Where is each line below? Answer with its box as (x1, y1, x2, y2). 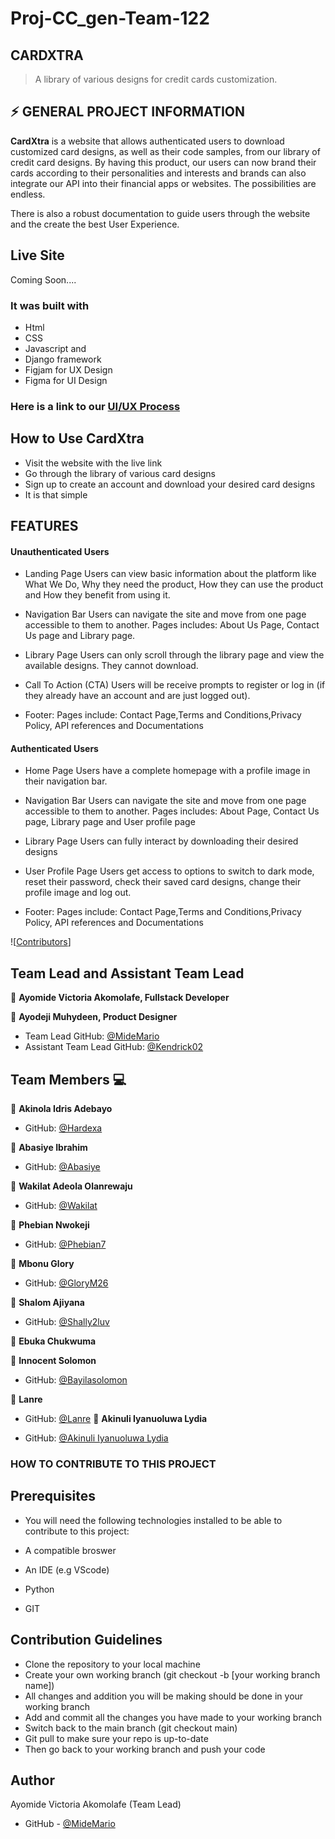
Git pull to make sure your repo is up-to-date (24, 1732, 209, 1744)
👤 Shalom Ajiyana (10, 1297, 85, 1309)
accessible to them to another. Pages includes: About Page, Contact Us (24, 805, 320, 817)
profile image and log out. (24, 887, 132, 899)
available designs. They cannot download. (24, 660, 199, 672)
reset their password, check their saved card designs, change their (24, 876, 302, 888)
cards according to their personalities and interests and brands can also (10, 167, 307, 179)
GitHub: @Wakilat (24, 1200, 98, 1212)
